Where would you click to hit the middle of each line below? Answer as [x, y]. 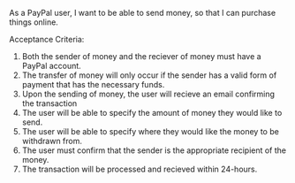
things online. [34, 22]
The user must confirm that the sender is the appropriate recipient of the [154, 150]
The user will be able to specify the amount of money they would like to [152, 113]
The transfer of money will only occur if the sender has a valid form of [149, 75]
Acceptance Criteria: [47, 39]
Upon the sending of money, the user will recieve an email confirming [148, 94]
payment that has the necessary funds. [93, 84]
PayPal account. [51, 66]
